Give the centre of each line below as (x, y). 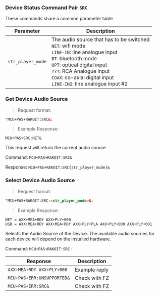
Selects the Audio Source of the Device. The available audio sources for (80, 233)
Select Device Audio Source (40, 180)
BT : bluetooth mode (74, 59)
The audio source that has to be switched (100, 39)
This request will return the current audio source (56, 148)
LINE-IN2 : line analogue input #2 (90, 84)
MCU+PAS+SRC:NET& (23, 138)
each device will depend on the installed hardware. (58, 239)
